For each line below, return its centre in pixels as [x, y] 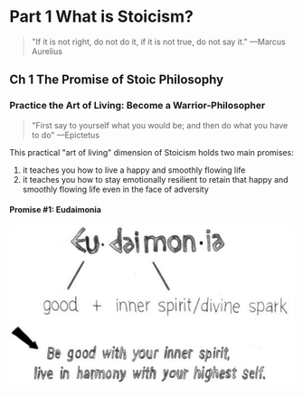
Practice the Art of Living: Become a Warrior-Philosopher [137, 106]
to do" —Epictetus [66, 135]
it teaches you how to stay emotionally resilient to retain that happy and [155, 179]
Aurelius [47, 51]
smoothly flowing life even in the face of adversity [116, 189]
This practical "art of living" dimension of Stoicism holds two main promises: [151, 152]
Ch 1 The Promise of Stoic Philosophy [117, 80]
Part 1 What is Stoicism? [102, 17]
